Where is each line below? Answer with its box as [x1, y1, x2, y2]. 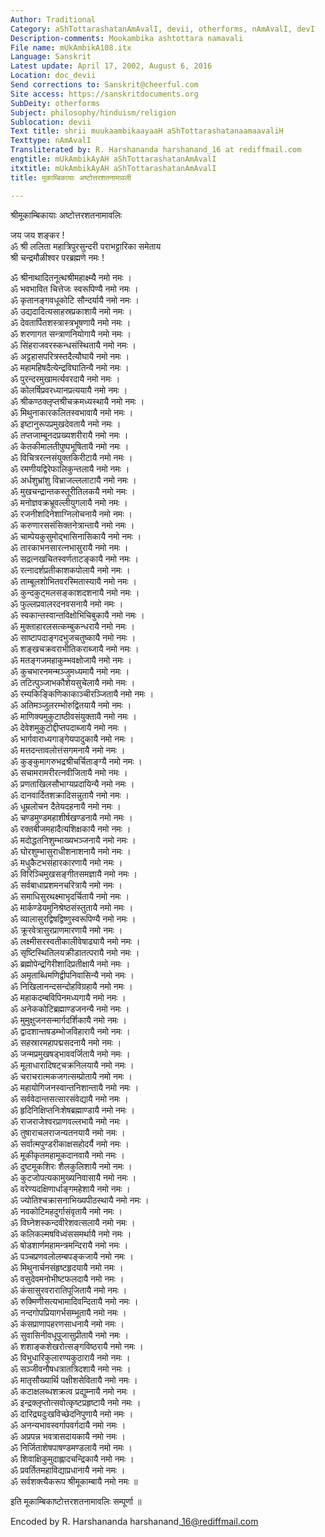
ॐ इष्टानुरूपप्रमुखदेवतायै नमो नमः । [10, 417, 122, 430]
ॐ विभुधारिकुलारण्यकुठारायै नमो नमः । [10, 1351, 131, 1363]
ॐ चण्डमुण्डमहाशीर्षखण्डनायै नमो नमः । [10, 811, 133, 823]
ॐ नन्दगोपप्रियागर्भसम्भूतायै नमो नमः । [10, 1306, 127, 1318]
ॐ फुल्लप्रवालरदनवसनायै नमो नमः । [10, 597, 124, 610]
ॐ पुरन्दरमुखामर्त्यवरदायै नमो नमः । [10, 372, 121, 385]
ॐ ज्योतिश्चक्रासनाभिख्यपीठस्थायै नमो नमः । [10, 1194, 150, 1206]
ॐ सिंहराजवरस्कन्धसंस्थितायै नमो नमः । [10, 339, 137, 351]
